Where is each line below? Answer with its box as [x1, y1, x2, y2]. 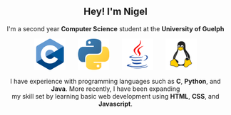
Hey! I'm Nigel [83, 6, 148, 18]
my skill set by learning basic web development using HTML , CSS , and [11, 92, 220, 100]
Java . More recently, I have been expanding [51, 84, 180, 93]
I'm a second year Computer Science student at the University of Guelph [6, 24, 225, 33]
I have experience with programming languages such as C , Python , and [9, 77, 222, 85]
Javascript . [98, 99, 133, 108]
